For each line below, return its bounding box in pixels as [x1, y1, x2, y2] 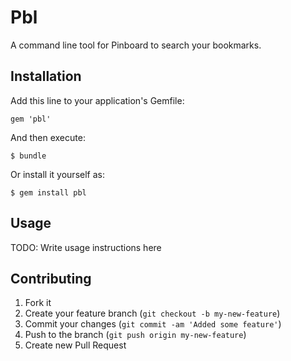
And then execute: [10, 131, 86, 143]
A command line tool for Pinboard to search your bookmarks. [10, 39, 262, 51]
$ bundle [10, 151, 47, 161]
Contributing [10, 270, 92, 287]
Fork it [24, 297, 52, 309]
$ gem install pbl [10, 187, 87, 198]
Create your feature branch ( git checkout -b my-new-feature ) [24, 307, 281, 320]
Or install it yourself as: [10, 168, 105, 180]
